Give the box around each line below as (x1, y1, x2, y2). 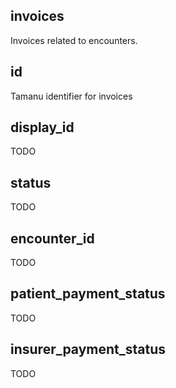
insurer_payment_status (10, 341, 167, 358)
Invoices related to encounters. (10, 34, 138, 46)
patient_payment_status (10, 285, 166, 303)
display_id (10, 119, 75, 136)
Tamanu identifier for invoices (10, 90, 133, 102)
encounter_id (10, 230, 95, 247)
